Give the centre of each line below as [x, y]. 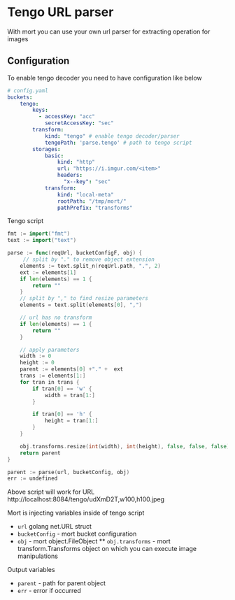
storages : [47, 149]
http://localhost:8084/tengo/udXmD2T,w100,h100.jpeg [86, 499]
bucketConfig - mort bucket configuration [77, 534]
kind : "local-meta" [85, 194]
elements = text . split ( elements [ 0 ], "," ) [81, 305]
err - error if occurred [49, 591]
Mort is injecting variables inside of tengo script [76, 513]
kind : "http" [76, 162]
